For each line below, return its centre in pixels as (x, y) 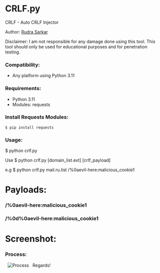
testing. (13, 52)
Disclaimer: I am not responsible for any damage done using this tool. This (80, 41)
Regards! (42, 265)
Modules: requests (31, 104)
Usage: (14, 140)
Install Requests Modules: (37, 117)
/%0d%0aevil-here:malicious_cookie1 (52, 219)
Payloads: (26, 190)
